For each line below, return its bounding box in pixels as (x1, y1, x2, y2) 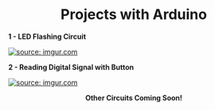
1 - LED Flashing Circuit (8, 32, 86, 41)
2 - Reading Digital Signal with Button (8, 62, 134, 72)
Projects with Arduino (61, 6, 207, 24)
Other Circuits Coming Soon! (84, 93, 183, 102)
